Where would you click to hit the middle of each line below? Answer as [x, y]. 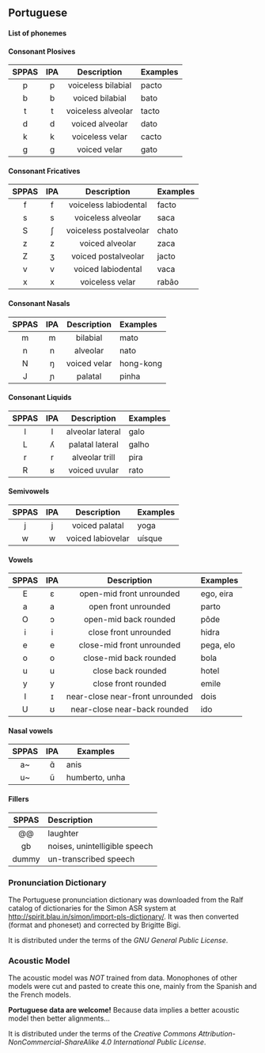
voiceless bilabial [100, 85]
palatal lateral [93, 444]
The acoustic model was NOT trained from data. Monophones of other [123, 978]
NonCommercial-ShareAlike [54, 1042]
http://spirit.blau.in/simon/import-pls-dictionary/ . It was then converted [123, 916]
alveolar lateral [93, 432]
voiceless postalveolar [108, 231]
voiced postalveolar [108, 256]
